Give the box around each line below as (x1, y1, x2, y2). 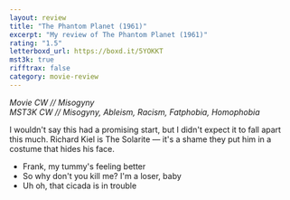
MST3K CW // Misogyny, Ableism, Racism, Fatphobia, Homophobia (9, 106, 260, 118)
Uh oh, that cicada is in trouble (22, 180, 137, 191)
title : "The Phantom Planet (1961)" (9, 22, 147, 31)
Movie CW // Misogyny (9, 97, 95, 108)
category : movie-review (9, 72, 99, 81)
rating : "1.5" (9, 38, 63, 48)
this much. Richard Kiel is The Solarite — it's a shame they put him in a (9, 133, 272, 145)
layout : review (9, 13, 67, 23)
